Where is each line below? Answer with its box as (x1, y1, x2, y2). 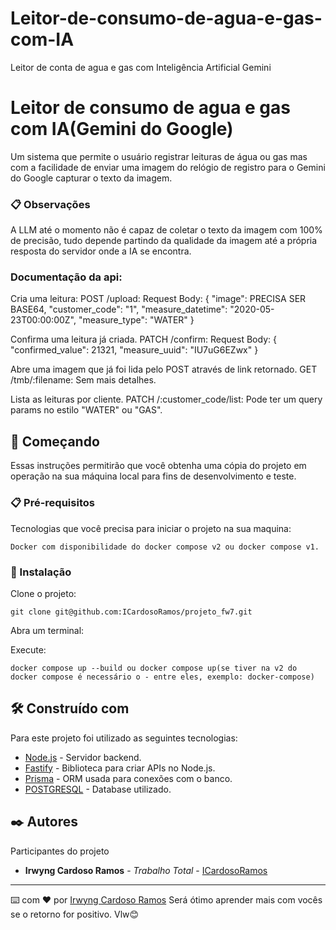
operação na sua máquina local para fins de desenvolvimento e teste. (10, 470, 297, 482)
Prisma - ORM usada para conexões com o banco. (24, 772, 233, 784)
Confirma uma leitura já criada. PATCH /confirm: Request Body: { (10, 333, 277, 346)
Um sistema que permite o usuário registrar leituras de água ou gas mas (10, 150, 308, 162)
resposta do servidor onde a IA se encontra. (10, 245, 192, 257)
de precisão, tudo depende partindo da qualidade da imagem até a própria (10, 235, 318, 247)
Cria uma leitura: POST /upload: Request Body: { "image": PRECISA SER (10, 293, 307, 305)
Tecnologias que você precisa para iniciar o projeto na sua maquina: (10, 522, 292, 534)
